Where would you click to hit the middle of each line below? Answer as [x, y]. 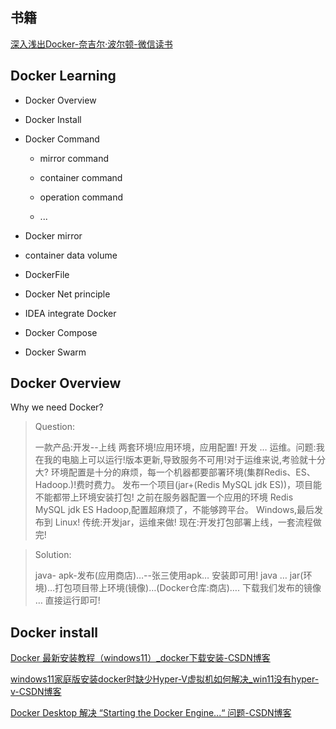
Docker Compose [61, 332]
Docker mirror [53, 235]
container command [81, 177]
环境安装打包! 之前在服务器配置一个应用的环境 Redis [186, 497]
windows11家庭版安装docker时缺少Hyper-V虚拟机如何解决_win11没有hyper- [165, 679]
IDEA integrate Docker [70, 313]
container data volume [71, 255]
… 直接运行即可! [67, 600]
